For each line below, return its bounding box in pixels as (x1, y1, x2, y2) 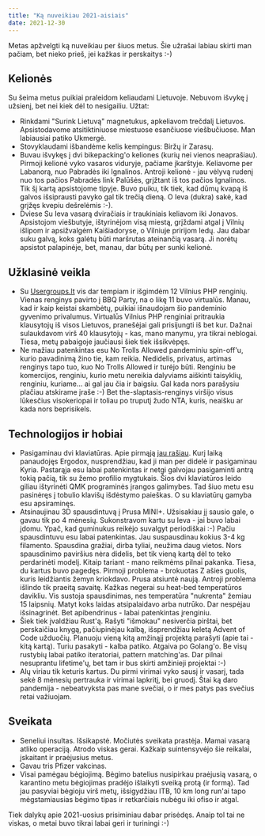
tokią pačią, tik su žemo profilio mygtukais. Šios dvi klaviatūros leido (19, 473, 242, 482)
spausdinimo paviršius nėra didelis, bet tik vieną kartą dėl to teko (19, 549, 232, 558)
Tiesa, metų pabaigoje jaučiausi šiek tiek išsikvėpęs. (19, 337, 191, 346)
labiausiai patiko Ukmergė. (19, 134, 107, 143)
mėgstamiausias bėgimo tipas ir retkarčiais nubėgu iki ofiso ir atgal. (19, 794, 240, 804)
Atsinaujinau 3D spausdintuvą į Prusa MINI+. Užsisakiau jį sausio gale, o (19, 507, 255, 516)
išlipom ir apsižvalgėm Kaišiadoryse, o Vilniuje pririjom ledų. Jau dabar (19, 226, 251, 236)
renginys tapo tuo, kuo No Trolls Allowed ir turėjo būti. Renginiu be (19, 362, 236, 372)
